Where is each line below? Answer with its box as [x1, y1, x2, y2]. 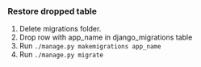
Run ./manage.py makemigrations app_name [19, 41, 161, 51]
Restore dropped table [7, 6, 98, 17]
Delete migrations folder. [19, 24, 102, 34]
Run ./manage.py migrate [19, 50, 104, 60]
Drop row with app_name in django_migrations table [19, 32, 193, 42]
